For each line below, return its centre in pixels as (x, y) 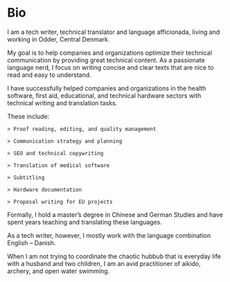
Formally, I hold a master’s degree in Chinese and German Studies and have (115, 214)
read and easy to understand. (49, 75)
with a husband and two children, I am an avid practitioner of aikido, (104, 263)
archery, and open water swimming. (59, 271)
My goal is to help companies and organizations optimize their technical (110, 53)
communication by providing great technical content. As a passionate (106, 60)
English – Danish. (32, 243)
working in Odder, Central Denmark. (59, 39)
